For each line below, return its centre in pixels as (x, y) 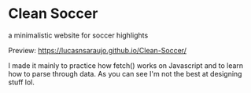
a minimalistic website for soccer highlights (78, 35)
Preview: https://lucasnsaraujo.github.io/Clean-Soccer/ (98, 50)
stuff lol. (22, 82)
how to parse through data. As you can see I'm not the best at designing (125, 73)
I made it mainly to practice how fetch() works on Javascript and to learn (126, 65)
